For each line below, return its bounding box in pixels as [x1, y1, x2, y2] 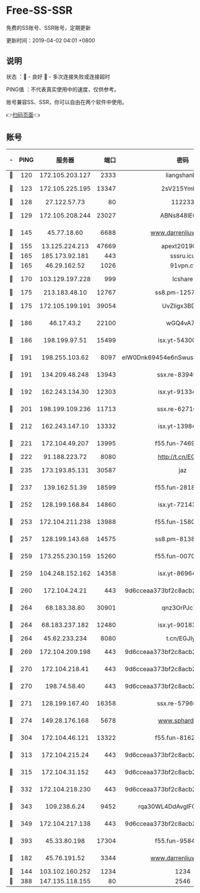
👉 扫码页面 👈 [6, 111, 40, 118]
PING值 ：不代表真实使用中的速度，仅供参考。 [6, 85, 120, 93]
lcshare [172, 274, 193, 283]
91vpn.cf [170, 261, 196, 270]
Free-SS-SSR [6, 4, 73, 17]
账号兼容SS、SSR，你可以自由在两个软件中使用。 [6, 98, 127, 105]
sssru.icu [170, 252, 196, 260]
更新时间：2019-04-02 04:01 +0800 [6, 36, 95, 44]
